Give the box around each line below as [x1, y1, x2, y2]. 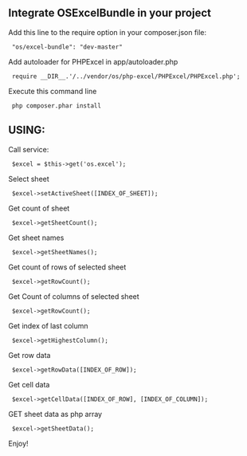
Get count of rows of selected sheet [8, 262, 127, 272]
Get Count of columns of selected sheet [8, 291, 139, 301]
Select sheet [8, 174, 49, 183]
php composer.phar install [11, 101, 102, 110]
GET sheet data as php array [8, 409, 102, 419]
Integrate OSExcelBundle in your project [8, 6, 211, 20]
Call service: [8, 144, 49, 154]
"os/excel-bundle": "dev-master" [11, 43, 123, 51]
